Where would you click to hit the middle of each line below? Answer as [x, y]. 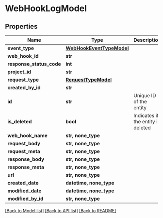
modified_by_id [25, 199]
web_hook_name [27, 135]
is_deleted [20, 122]
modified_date [24, 191]
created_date [23, 183]
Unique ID [145, 95]
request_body [24, 143]
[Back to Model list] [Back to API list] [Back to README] [61, 211]
